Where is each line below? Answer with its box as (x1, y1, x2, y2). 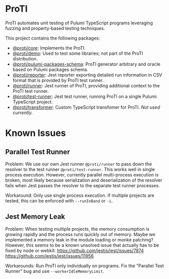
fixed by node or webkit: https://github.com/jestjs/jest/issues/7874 (5, 247, 144, 254)
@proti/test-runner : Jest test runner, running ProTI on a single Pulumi (12, 93, 157, 99)
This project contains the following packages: (5, 35, 100, 41)
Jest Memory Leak (5, 213, 65, 221)
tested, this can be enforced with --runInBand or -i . (5, 197, 113, 203)
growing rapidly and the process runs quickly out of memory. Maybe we (5, 231, 155, 237)
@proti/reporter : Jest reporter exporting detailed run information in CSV (12, 72, 163, 78)
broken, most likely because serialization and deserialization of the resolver (5, 177, 163, 183)
